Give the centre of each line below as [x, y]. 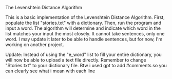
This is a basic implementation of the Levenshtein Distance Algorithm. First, [85, 17]
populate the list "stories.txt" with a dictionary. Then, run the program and [83, 23]
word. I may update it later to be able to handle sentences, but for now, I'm [84, 39]
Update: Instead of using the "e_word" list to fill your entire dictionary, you [83, 54]
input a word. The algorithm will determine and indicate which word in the [83, 28]
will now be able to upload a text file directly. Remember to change [76, 60]
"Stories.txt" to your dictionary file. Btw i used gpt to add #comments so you [86, 65]
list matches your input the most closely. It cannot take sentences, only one [85, 34]
